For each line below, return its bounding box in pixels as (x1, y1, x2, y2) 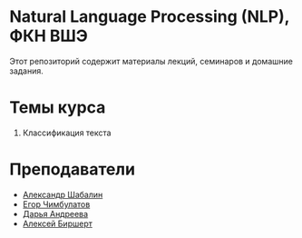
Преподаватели (9, 159, 136, 180)
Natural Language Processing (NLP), (9, 6, 290, 27)
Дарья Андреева (22, 208, 89, 219)
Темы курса (9, 97, 106, 118)
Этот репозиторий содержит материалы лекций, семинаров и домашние (9, 55, 293, 66)
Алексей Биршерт (22, 218, 93, 229)
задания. (9, 65, 44, 76)
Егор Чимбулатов (22, 198, 91, 210)
